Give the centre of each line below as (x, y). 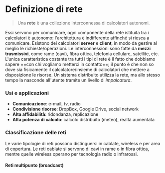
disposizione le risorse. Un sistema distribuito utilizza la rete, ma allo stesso (83, 75)
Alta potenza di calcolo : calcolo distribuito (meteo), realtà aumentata (83, 120)
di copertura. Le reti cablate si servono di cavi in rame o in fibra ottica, (77, 149)
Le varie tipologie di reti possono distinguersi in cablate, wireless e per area (83, 143)
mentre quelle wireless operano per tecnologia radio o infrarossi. (72, 154)
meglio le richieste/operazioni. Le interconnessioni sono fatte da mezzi (78, 48)
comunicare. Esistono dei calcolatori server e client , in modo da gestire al (81, 43)
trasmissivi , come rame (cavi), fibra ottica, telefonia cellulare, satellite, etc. (82, 54)
